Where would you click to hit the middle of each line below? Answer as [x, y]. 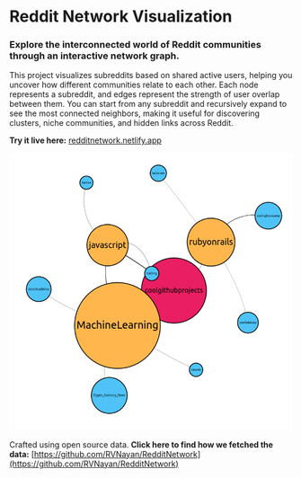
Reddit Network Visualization [121, 17]
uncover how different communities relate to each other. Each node [134, 85]
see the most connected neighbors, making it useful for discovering [135, 113]
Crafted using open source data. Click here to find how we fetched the [142, 444]
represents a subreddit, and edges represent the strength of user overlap [145, 94]
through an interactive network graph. [94, 56]
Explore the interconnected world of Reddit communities [136, 45]
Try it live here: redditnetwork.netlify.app [85, 140]
